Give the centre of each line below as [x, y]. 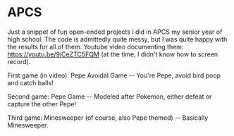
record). [19, 61]
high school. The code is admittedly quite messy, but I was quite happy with [117, 39]
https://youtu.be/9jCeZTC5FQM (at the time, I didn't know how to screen [113, 54]
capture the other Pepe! [42, 104]
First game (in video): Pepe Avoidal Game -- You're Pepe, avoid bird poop [114, 75]
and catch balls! [31, 82]
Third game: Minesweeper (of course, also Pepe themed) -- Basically [108, 118]
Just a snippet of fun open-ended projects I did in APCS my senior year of [115, 32]
